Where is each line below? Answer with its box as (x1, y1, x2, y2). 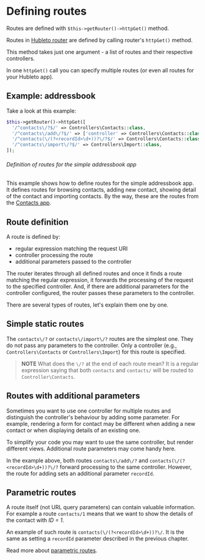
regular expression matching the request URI (15, 245, 128, 252)
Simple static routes (6, 319, 84, 329)
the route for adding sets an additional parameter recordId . (6, 469, 154, 477)
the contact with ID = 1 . (6, 517, 65, 524)
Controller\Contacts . (21, 373, 75, 380)
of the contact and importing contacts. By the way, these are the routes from (6, 193, 199, 200)
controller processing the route (15, 252, 93, 259)
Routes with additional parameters (6, 390, 140, 401)
